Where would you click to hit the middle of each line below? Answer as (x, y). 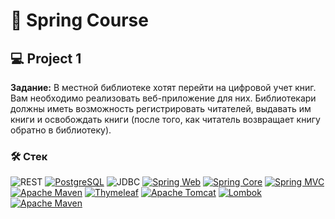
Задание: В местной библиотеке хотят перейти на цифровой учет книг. (163, 87)
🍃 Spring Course (79, 20)
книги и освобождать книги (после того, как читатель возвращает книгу (165, 119)
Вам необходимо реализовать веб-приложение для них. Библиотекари (163, 98)
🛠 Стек (29, 156)
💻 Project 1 (46, 58)
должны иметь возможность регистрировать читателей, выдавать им (161, 108)
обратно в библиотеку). (61, 130)
